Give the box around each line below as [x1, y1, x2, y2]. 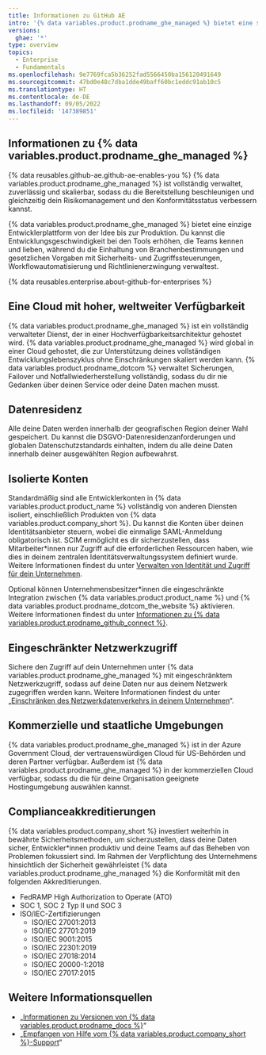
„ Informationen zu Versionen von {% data [19, 1012, 156, 1022]
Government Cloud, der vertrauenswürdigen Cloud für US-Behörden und [8, 748, 246, 758]
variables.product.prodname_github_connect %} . [8, 618, 169, 627]
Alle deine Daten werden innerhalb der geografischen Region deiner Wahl [8, 424, 249, 433]
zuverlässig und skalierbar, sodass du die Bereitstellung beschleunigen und [8, 187, 255, 197]
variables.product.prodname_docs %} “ [19, 1020, 146, 1030]
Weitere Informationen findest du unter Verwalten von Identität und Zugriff [8, 561, 251, 570]
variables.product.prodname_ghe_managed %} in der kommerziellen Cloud [8, 765, 253, 774]
